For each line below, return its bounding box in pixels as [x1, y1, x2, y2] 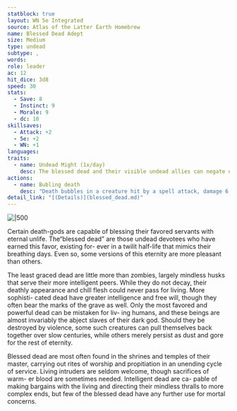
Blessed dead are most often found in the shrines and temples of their [7, 352, 211, 361]
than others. [7, 257, 43, 266]
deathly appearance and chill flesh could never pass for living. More [7, 286, 205, 294]
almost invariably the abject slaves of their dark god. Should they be [7, 316, 205, 325]
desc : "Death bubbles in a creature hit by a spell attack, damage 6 [20, 188, 229, 195]
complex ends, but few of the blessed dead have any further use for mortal [7, 390, 226, 398]
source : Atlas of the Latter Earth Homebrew [7, 23, 140, 30]
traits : [7, 155, 30, 162]
